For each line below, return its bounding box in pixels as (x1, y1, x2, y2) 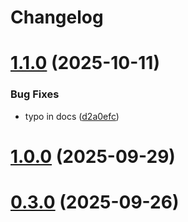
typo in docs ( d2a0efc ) (24, 110, 120, 122)
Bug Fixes (10, 87, 60, 101)
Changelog (10, 6, 104, 29)
